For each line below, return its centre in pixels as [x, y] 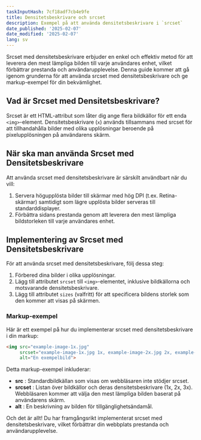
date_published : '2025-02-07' [44, 29]
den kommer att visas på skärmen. [57, 301]
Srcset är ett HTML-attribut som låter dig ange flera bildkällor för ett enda [96, 115]
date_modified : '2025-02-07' [42, 34]
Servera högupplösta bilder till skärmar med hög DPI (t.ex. [86, 195]
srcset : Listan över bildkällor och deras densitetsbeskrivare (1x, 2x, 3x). [104, 387]
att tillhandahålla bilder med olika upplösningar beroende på [80, 128]
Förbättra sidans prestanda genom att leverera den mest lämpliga [95, 214]
